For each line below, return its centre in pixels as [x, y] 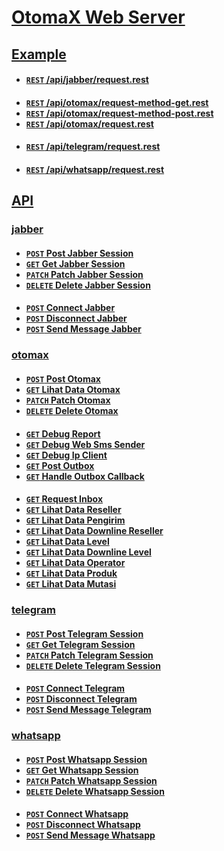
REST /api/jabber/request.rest [87, 80]
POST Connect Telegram [75, 688]
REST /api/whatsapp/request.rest [95, 169]
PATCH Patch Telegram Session [89, 655]
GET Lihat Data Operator [75, 563]
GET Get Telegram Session [80, 644]
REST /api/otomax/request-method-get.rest [117, 102]
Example [39, 54]
